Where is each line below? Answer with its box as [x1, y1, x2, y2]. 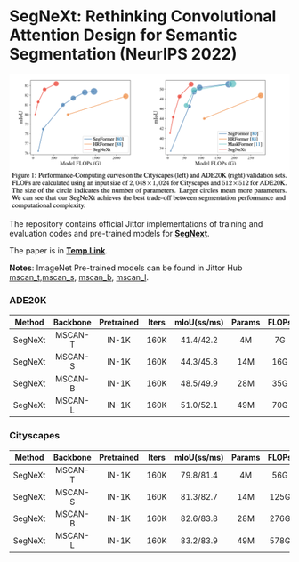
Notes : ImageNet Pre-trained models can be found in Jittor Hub [9, 262, 243, 273]
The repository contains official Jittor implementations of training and [9, 219, 263, 229]
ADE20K [9, 293, 47, 306]
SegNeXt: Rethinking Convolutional [9, 6, 277, 27]
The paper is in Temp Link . [9, 245, 109, 256]
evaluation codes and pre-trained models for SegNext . [9, 229, 211, 239]
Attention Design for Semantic [9, 25, 238, 45]
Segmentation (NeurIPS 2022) [9, 44, 238, 64]
